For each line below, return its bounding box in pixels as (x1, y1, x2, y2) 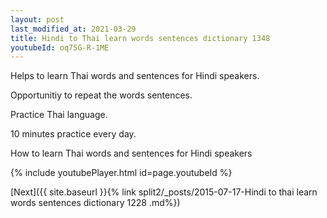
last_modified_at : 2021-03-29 (10, 24, 137, 34)
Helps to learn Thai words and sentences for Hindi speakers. (10, 70, 260, 82)
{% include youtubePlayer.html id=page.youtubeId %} (10, 167, 233, 179)
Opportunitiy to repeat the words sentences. (10, 89, 193, 101)
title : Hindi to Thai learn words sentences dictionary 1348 (10, 33, 271, 43)
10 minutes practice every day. (10, 128, 137, 140)
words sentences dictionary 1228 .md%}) (10, 197, 181, 209)
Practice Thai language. (10, 109, 108, 121)
